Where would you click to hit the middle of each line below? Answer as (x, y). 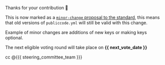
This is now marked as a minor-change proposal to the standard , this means (82, 17)
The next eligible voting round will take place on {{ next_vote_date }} (76, 47)
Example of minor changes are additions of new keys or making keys (76, 32)
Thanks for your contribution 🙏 (37, 8)
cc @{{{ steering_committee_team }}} (44, 57)
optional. (14, 38)
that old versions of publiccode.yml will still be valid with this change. (76, 23)
